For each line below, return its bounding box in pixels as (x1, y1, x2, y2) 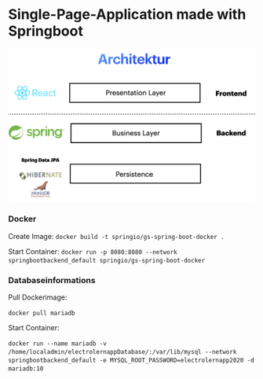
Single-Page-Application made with (8, 6, 247, 24)
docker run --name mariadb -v (8, 340, 108, 348)
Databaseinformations (8, 274, 96, 285)
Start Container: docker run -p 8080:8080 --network (8, 246, 178, 256)
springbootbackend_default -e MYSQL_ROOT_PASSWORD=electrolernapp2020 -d (8, 356, 255, 365)
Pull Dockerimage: (8, 293, 68, 302)
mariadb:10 (8, 365, 44, 373)
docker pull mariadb (8, 309, 76, 318)
